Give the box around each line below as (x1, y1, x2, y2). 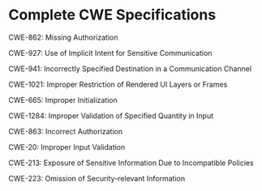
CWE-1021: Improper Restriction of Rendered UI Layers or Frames (8, 79, 228, 89)
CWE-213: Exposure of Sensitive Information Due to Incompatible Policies (8, 158, 254, 168)
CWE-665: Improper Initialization (8, 95, 118, 104)
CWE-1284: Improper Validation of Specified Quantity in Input (8, 111, 214, 121)
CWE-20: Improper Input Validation (8, 142, 126, 151)
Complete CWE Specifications (8, 6, 217, 24)
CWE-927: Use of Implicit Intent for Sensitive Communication (8, 48, 213, 57)
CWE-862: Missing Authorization (8, 32, 118, 42)
